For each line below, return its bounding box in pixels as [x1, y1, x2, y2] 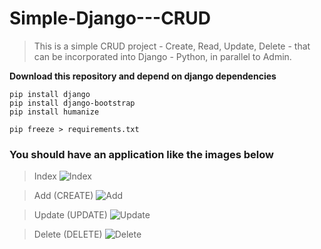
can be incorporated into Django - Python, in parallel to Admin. [33, 50, 292, 62]
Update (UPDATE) [33, 209, 108, 221]
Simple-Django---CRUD [9, 7, 211, 30]
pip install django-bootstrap [9, 98, 136, 108]
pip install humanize [9, 107, 100, 117]
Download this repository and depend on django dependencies [9, 70, 277, 82]
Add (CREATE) [33, 190, 94, 202]
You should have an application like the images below [9, 147, 274, 161]
